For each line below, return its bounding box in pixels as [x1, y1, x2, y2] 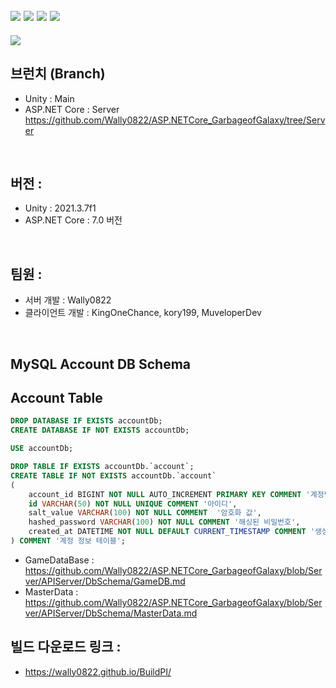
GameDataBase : [24, 554, 95, 566]
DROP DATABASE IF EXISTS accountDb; [10, 416, 163, 426]
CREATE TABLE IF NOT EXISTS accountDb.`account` [10, 470, 217, 481]
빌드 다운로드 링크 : [10, 639, 122, 656]
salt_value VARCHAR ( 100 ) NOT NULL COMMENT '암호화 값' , [28, 508, 262, 518]
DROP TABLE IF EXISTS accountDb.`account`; [10, 462, 195, 472]
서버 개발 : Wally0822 [24, 294, 112, 306]
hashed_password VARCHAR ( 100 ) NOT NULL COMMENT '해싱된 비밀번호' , [28, 517, 301, 528]
